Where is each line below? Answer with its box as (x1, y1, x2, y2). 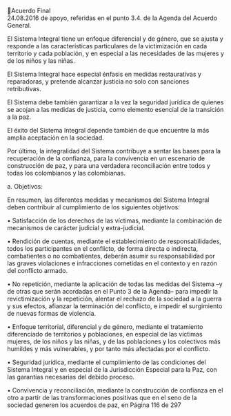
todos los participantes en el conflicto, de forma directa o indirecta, (7, 245, 199, 252)
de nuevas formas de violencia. (7, 310, 97, 317)
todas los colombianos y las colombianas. (7, 169, 126, 177)
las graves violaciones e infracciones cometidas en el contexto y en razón (7, 259, 217, 267)
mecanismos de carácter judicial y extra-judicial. (7, 224, 145, 231)
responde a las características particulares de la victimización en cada (7, 42, 208, 50)
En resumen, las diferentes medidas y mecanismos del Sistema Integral (7, 196, 210, 204)
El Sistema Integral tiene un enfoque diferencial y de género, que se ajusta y (7, 35, 224, 43)
